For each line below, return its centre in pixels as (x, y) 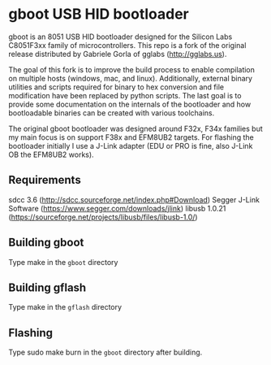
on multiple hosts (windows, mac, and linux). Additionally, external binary (131, 78)
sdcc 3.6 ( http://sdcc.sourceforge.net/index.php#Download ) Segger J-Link (134, 199)
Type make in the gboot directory (63, 262)
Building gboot (46, 243)
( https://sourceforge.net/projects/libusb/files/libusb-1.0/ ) (103, 217)
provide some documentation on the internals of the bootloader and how (130, 104)
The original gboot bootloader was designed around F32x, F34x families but (135, 128)
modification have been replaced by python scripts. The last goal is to (125, 95)
